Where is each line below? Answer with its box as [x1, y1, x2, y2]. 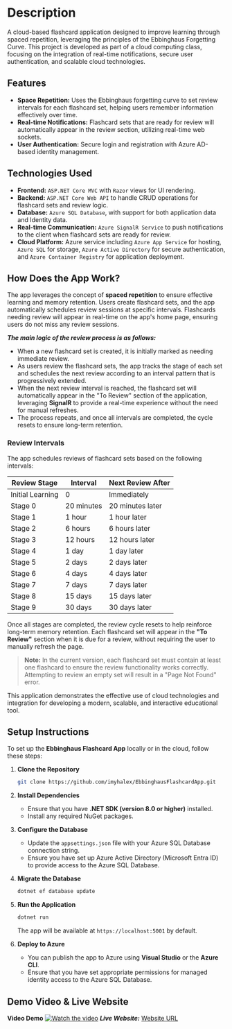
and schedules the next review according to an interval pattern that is [17, 369, 216, 377]
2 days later [108, 557, 148, 567]
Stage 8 [10, 591, 37, 601]
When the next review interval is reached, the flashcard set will [17, 384, 197, 393]
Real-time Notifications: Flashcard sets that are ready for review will [17, 118, 215, 126]
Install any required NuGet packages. [27, 812, 134, 820]
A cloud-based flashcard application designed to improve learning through [7, 28, 220, 36]
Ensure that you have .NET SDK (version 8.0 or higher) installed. [27, 805, 213, 813]
